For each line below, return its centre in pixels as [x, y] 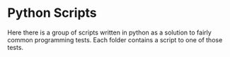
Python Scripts [52, 13]
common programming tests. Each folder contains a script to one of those [115, 39]
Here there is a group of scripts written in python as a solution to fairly [110, 32]
